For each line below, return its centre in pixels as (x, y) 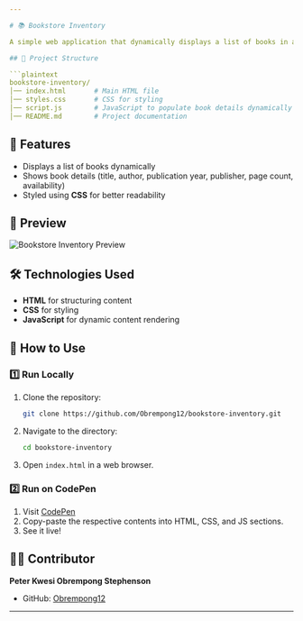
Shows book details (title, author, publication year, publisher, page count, (158, 176)
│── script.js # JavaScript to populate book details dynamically (151, 108)
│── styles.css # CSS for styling (87, 100)
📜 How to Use (47, 348)
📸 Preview (38, 223)
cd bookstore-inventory (67, 447)
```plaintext (34, 74)
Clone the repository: (62, 397)
